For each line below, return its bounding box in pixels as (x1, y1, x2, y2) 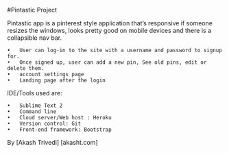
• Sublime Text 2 (7, 102, 63, 109)
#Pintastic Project (7, 6, 57, 14)
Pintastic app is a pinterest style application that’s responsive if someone (7, 19, 213, 27)
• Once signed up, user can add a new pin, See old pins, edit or (7, 59, 207, 66)
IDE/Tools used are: (7, 89, 63, 97)
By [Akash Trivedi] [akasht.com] (7, 139, 98, 146)
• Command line (7, 108, 57, 115)
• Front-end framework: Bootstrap (7, 126, 112, 133)
